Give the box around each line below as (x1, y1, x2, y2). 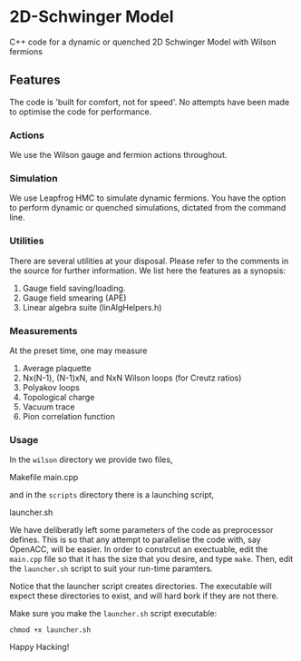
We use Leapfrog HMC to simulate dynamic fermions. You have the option (9, 192, 286, 203)
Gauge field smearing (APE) (22, 292, 127, 303)
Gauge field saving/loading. (22, 282, 126, 293)
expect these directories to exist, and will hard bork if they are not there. (9, 590, 279, 601)
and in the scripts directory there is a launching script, (9, 489, 215, 500)
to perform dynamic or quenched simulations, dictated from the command (9, 202, 286, 213)
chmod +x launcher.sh (9, 626, 92, 635)
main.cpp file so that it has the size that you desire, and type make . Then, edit (9, 554, 294, 565)
